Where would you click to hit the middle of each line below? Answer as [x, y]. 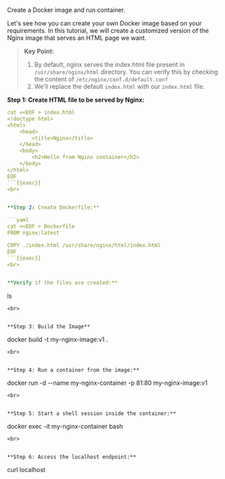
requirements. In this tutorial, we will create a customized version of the [108, 31]
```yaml [18, 220]
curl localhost [26, 470]
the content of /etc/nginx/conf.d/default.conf [101, 79]
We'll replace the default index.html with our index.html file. [119, 86]
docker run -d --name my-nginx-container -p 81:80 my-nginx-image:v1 [107, 383]
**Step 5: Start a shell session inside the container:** [92, 414]
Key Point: [39, 51]
